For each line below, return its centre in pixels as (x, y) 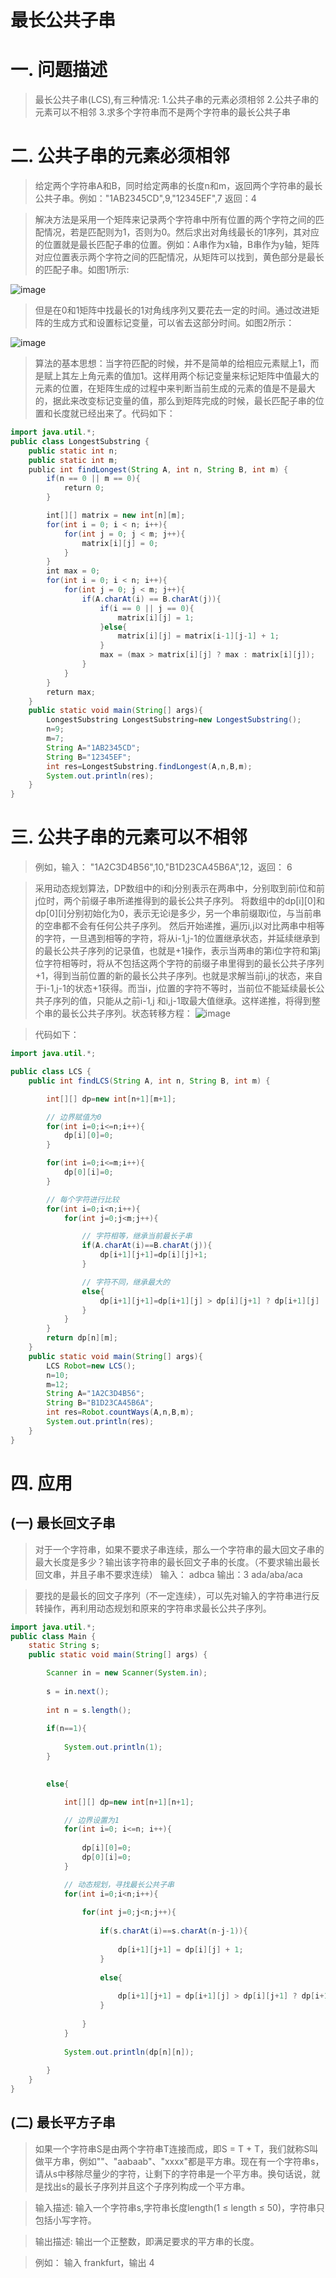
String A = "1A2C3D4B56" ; (95, 1394)
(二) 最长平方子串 (63, 2122)
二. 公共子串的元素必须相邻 (120, 156)
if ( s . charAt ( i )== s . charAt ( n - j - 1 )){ (173, 1931)
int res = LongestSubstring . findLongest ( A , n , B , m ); (149, 766)
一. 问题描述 (59, 70)
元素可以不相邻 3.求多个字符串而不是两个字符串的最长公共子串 (163, 112)
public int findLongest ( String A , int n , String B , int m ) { (158, 469)
